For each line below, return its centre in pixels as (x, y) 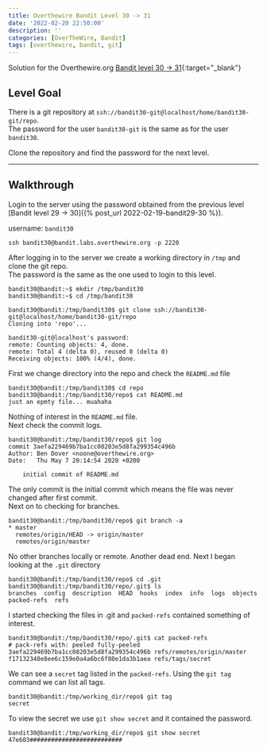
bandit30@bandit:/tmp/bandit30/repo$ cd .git (85, 579)
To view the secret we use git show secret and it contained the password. (130, 718)
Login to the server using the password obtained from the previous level (126, 204)
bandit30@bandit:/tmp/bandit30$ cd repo (76, 388)
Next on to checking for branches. (64, 506)
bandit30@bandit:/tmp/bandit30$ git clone (79, 310)
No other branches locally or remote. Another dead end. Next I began (122, 556)
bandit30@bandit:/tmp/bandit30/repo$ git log (85, 439)
